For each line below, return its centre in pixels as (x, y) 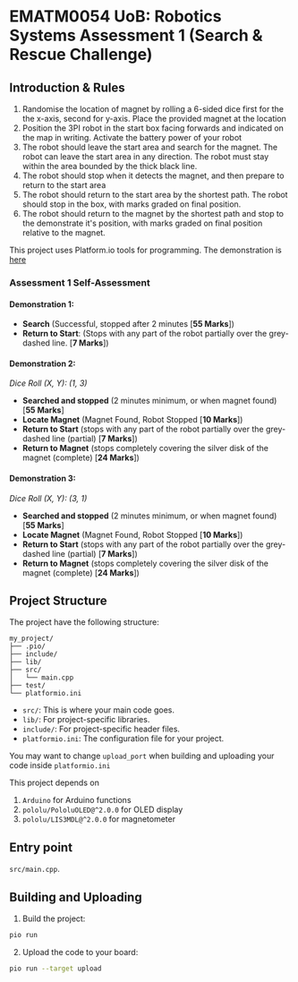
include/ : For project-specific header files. (101, 729)
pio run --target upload (55, 969)
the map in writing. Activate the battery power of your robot (132, 137)
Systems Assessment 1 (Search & (136, 35)
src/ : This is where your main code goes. (98, 710)
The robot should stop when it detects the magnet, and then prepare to (153, 175)
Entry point (41, 847)
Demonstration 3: (43, 478)
